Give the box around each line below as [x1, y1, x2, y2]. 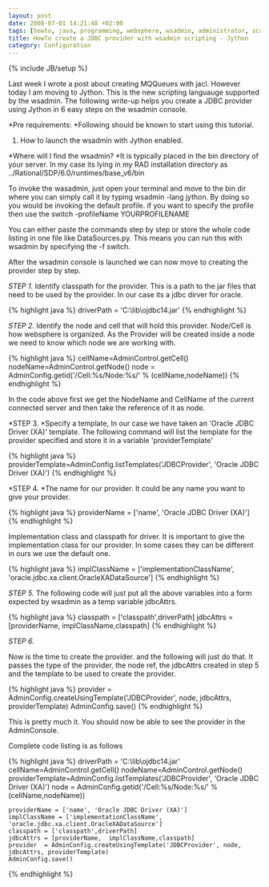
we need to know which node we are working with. [8, 338, 176, 348]
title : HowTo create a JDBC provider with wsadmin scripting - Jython [8, 34, 249, 42]
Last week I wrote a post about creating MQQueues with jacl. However [8, 79, 241, 89]
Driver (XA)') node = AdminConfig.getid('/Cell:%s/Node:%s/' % [8, 782, 219, 792]
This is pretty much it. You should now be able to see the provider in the [8, 717, 246, 727]
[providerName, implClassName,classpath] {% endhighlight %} [8, 621, 217, 631]
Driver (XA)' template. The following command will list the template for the [8, 427, 253, 437]
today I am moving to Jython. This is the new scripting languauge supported [8, 87, 260, 97]
